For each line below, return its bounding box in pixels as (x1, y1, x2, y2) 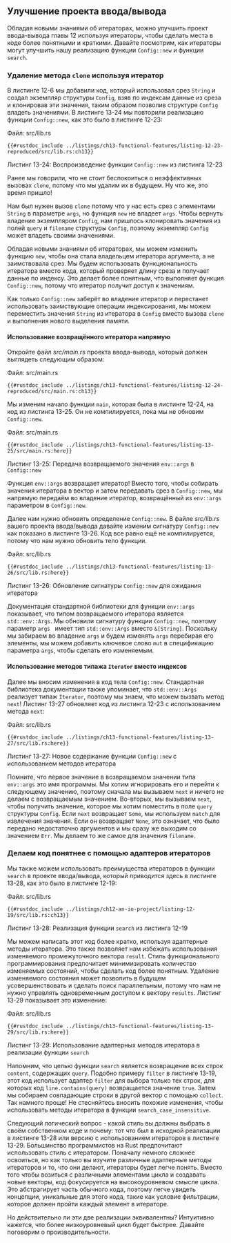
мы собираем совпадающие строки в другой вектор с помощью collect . (7, 1091, 223, 1099)
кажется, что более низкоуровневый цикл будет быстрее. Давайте (7, 1220, 205, 1228)
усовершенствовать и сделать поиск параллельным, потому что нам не (7, 981, 221, 989)
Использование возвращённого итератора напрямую (7, 332, 171, 341)
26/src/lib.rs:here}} (7, 569, 70, 576)
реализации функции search (7, 1048, 90, 1056)
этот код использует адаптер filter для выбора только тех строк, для (7, 1076, 215, 1084)
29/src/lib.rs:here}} (7, 1029, 70, 1036)
